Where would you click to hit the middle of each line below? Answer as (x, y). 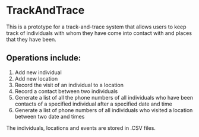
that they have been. (31, 39)
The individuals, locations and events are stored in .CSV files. (81, 128)
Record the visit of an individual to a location (69, 85)
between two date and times (50, 116)
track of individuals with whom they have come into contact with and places (99, 33)
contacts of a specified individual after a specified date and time (93, 104)
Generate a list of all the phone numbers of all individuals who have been (104, 97)
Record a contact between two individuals (66, 91)
